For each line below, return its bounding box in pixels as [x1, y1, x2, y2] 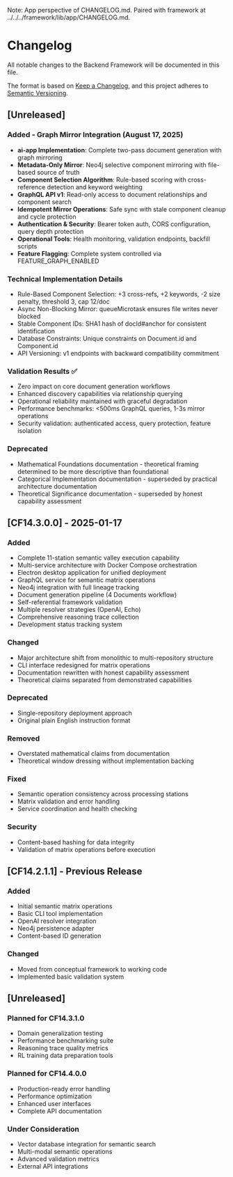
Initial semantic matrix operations [17, 902, 113, 910]
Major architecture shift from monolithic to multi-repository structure [17, 654, 214, 662]
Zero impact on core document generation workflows [17, 382, 170, 390]
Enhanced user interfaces [17, 1099, 92, 1107]
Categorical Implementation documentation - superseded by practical [17, 475, 218, 483]
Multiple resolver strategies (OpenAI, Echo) [17, 606, 141, 614]
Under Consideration [7, 1124, 80, 1134]
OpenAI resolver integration [17, 917, 97, 925]
